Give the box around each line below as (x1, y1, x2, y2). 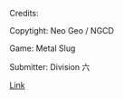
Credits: (9, 8, 39, 18)
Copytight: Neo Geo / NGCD (9, 25, 115, 35)
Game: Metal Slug (9, 43, 76, 54)
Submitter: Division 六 (9, 62, 90, 72)
